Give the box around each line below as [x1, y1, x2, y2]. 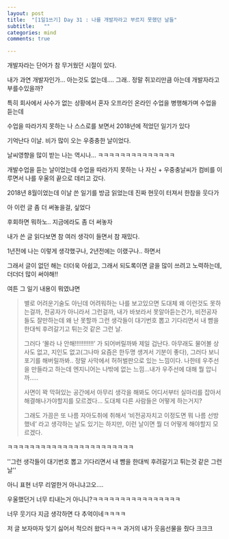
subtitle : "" [7, 23, 51, 29]
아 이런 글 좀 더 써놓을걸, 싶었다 [7, 203, 91, 212]
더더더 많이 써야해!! [7, 270, 58, 278]
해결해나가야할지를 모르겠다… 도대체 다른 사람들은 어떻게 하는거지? [23, 397, 203, 405]
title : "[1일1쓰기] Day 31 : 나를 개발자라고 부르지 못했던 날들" [7, 16, 178, 23]
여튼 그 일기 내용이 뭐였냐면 [7, 285, 81, 293]
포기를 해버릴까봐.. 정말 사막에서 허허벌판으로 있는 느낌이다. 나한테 [23, 357, 201, 365]
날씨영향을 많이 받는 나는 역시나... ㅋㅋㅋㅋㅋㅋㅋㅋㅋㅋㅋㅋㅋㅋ [7, 151, 176, 160]
